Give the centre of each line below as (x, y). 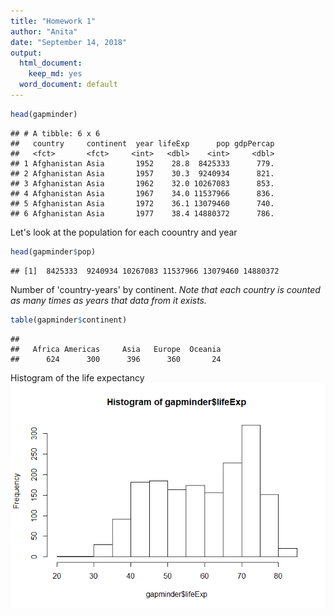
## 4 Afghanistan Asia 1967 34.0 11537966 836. (142, 193)
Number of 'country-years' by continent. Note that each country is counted (165, 289)
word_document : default (68, 85)
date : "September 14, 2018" (69, 42)
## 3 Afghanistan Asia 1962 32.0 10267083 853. (142, 183)
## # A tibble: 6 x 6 (55, 133)
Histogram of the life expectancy (77, 377)
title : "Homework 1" (53, 21)
